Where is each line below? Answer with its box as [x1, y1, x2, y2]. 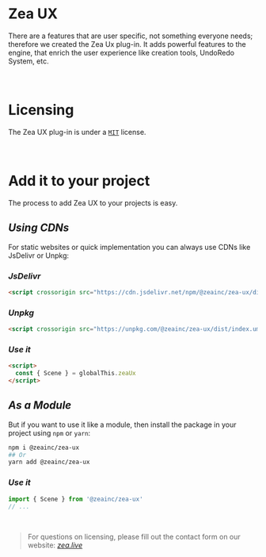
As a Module [8, 398, 72, 413]
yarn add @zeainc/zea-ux [8, 458, 90, 467]
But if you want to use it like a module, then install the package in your [8, 420, 237, 429]
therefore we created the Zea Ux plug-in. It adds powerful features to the [8, 39, 247, 48]
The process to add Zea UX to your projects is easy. [8, 198, 178, 207]
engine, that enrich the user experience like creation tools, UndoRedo [8, 48, 235, 57]
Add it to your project [8, 172, 150, 190]
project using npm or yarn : [8, 428, 91, 437]
